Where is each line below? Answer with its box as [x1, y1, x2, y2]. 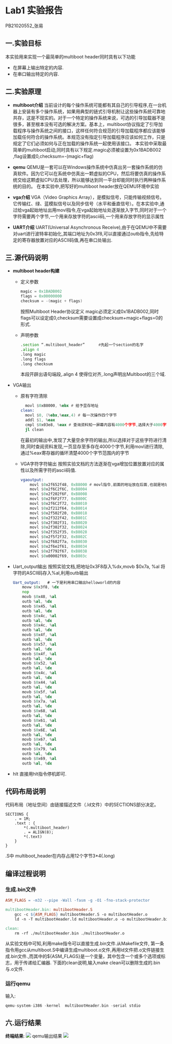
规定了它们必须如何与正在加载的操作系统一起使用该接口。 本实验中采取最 [12, 140, 167, 146]
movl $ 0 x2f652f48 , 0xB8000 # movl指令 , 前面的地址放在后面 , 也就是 [30, 482, 161, 487]
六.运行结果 [5, 1018, 42, 1027]
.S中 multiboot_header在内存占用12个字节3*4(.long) [5, 853, 115, 859]
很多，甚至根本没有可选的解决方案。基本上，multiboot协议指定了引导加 [12, 121, 163, 127]
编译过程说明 [5, 869, 46, 878]
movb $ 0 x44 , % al [22, 679, 57, 685]
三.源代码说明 [5, 253, 49, 262]
